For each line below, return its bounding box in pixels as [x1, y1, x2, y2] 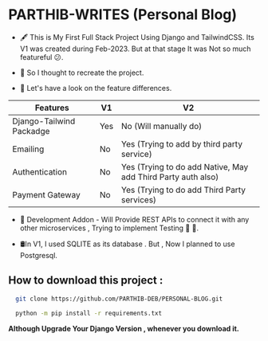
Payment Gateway [12, 189, 81, 200]
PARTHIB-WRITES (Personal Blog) [8, 6, 238, 24]
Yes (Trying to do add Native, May [120, 161, 249, 172]
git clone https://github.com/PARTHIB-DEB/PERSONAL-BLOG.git [15, 295, 223, 303]
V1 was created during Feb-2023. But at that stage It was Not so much [19, 44, 251, 53]
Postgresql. [19, 250, 58, 260]
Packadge [12, 125, 50, 136]
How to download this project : [8, 273, 164, 288]
